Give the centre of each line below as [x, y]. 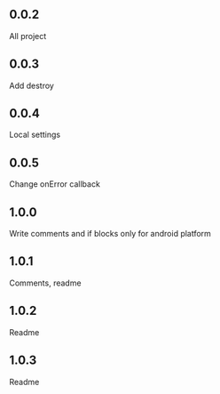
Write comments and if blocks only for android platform [110, 234]
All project [28, 36]
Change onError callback [55, 184]
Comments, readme [45, 283]
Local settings [35, 135]
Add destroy [32, 85]
